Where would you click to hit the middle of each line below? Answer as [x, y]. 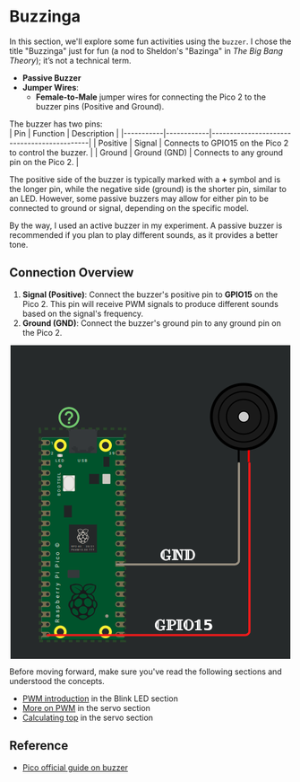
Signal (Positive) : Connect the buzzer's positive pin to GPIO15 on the [150, 294]
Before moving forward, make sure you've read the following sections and [146, 672]
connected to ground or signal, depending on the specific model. [129, 207]
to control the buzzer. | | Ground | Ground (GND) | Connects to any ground [146, 152]
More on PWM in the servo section [86, 707]
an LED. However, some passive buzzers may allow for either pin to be [139, 198]
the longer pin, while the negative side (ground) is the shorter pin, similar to [148, 189]
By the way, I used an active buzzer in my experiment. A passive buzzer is [146, 225]
